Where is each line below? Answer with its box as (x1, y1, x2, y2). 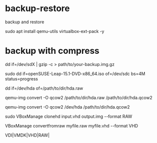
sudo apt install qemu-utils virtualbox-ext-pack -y (5, 28, 105, 34)
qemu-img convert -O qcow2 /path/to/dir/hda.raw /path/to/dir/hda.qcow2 (5, 95, 153, 100)
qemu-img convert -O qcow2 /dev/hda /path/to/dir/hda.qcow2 (5, 104, 130, 110)
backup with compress (5, 46, 100, 56)
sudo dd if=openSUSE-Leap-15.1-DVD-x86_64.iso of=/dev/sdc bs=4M (5, 71, 146, 77)
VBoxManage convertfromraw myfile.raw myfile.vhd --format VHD (5, 123, 139, 128)
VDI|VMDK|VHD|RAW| (5, 132, 50, 138)
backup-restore (5, 3, 70, 14)
